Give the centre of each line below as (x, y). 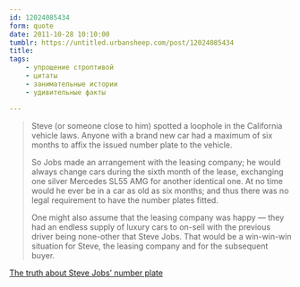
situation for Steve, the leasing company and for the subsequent (150, 246)
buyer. (43, 255)
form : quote (31, 26)
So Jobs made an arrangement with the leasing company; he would (156, 162)
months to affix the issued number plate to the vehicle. (132, 145)
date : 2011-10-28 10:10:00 (60, 34)
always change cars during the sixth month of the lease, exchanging (157, 172)
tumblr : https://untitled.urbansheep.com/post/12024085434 (122, 42)
